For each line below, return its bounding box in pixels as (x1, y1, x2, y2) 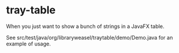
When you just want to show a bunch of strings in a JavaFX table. (6, 23, 165, 30)
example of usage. (6, 40, 51, 47)
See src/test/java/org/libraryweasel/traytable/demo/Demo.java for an (6, 34, 173, 41)
